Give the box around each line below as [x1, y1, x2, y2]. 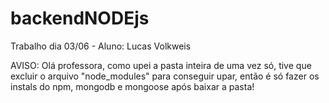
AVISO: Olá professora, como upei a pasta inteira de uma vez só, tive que [10, 59, 312, 71]
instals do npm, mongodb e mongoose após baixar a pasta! [10, 80, 255, 92]
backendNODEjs [10, 7, 150, 30]
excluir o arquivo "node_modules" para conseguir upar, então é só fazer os [10, 70, 320, 82]
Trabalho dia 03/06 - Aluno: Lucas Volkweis [10, 40, 192, 52]
